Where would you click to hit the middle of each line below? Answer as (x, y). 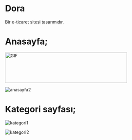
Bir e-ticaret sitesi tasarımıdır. (35, 22)
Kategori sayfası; (41, 109)
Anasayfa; (26, 42)
